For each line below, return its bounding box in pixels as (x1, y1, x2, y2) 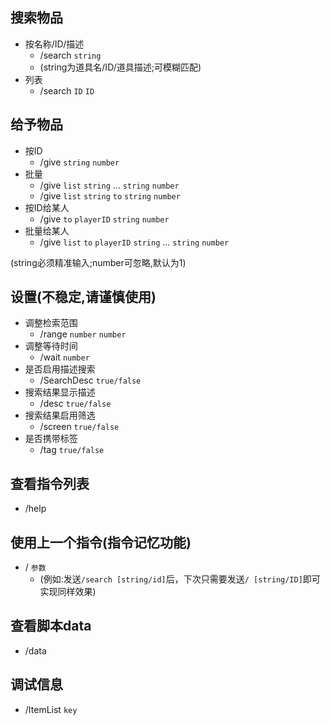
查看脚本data (10, 618, 92, 635)
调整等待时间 (24, 340, 78, 352)
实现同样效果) (39, 586, 97, 598)
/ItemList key (24, 703, 78, 715)
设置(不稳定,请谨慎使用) (10, 289, 157, 306)
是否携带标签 (24, 433, 78, 445)
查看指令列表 (10, 475, 90, 492)
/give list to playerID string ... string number (39, 236, 230, 248)
